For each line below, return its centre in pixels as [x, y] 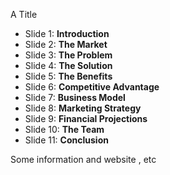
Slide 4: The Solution [68, 65]
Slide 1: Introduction [67, 33]
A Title [24, 14]
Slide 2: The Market [66, 44]
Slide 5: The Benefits [68, 76]
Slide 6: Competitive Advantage [92, 87]
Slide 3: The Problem [68, 55]
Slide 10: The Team [64, 129]
